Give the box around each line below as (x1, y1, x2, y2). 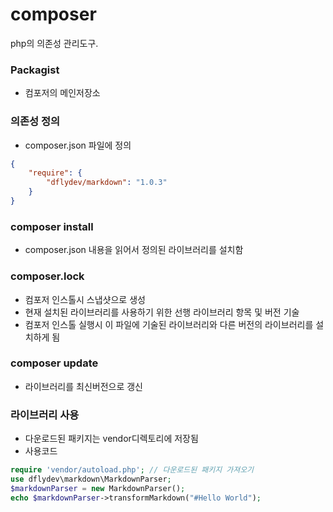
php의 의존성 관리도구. (10, 37, 99, 49)
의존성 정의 (10, 114, 61, 128)
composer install (10, 219, 94, 233)
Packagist (10, 63, 60, 77)
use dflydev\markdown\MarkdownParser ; (10, 474, 172, 484)
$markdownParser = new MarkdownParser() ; (10, 483, 186, 493)
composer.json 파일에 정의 (24, 139, 132, 151)
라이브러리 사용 (10, 408, 80, 422)
